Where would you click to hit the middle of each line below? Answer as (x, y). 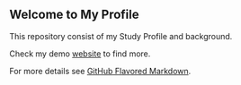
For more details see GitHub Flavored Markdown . (100, 71)
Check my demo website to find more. (80, 54)
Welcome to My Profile (74, 15)
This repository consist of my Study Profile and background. (121, 36)
